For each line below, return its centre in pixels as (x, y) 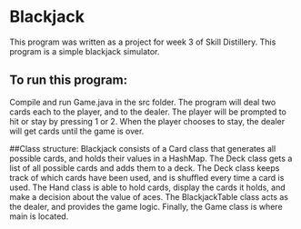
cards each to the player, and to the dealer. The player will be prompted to (148, 112)
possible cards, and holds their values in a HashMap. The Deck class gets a (151, 158)
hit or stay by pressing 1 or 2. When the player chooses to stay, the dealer (147, 121)
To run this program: (69, 80)
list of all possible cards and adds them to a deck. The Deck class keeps (145, 168)
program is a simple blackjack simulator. (85, 51)
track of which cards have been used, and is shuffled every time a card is (147, 177)
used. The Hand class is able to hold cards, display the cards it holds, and (148, 187)
